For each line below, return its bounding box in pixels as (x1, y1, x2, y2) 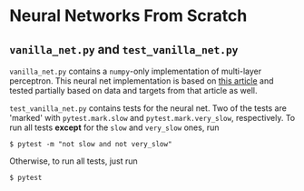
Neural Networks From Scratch (9, 5, 248, 26)
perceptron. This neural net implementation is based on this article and (9, 75, 274, 86)
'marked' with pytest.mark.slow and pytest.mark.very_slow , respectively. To (9, 113, 296, 123)
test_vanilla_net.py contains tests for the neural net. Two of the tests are (9, 103, 288, 114)
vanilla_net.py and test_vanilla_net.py (9, 42, 239, 57)
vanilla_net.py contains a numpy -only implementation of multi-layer (9, 65, 262, 76)
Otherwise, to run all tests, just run (9, 156, 138, 166)
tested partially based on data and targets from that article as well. (9, 85, 258, 95)
